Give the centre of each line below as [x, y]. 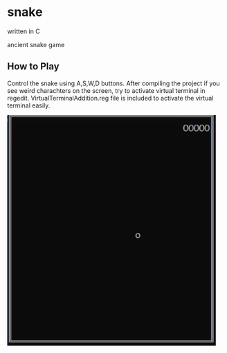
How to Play [34, 67]
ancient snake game [36, 44]
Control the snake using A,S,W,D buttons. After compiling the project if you [113, 83]
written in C [24, 31]
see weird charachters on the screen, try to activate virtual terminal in [106, 90]
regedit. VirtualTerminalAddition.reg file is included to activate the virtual [110, 98]
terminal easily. [29, 105]
